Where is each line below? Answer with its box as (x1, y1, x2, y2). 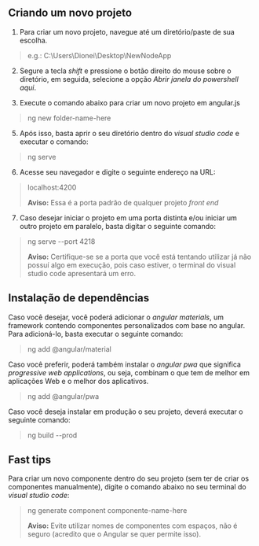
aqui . (19, 83, 37, 92)
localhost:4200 (27, 183, 77, 192)
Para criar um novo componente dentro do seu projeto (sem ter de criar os (8, 474, 250, 483)
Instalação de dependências (8, 291, 150, 305)
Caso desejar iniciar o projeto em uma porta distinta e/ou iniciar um (19, 212, 238, 223)
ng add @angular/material (27, 344, 111, 353)
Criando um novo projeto (8, 6, 132, 20)
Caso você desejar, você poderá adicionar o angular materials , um (8, 312, 224, 322)
